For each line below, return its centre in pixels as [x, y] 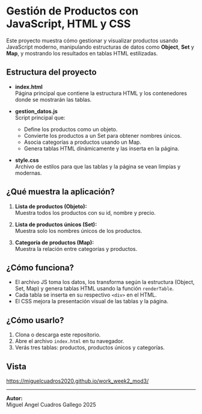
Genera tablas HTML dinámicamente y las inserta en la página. [102, 148]
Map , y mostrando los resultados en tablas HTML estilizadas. [82, 53]
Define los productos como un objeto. [71, 129]
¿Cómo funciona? [40, 267]
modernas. [28, 173]
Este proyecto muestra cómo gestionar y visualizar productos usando [92, 40]
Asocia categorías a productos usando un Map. [82, 142]
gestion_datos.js [36, 111]
